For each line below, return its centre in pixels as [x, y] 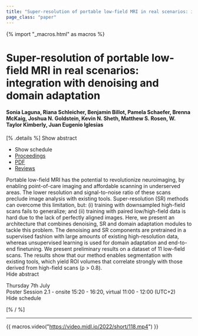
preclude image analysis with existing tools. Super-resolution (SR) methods [97, 198]
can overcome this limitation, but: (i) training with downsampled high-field [96, 205]
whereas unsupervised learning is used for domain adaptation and [87, 243]
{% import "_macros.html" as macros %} [55, 34]
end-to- [178, 243]
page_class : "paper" [32, 17]
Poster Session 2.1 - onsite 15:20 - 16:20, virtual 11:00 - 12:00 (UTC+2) [91, 292]
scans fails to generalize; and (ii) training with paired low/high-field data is [96, 211]
